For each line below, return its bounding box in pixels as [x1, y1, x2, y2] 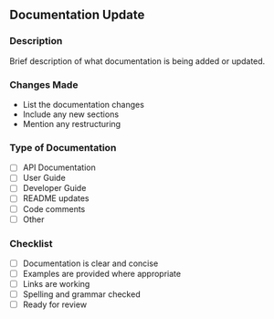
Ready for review [22, 299, 88, 310]
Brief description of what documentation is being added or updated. [9, 55, 266, 67]
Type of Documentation [9, 141, 117, 154]
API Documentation [22, 162, 96, 173]
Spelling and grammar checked [22, 289, 141, 300]
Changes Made [9, 78, 79, 90]
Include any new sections [22, 109, 120, 120]
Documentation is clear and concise [22, 258, 159, 269]
